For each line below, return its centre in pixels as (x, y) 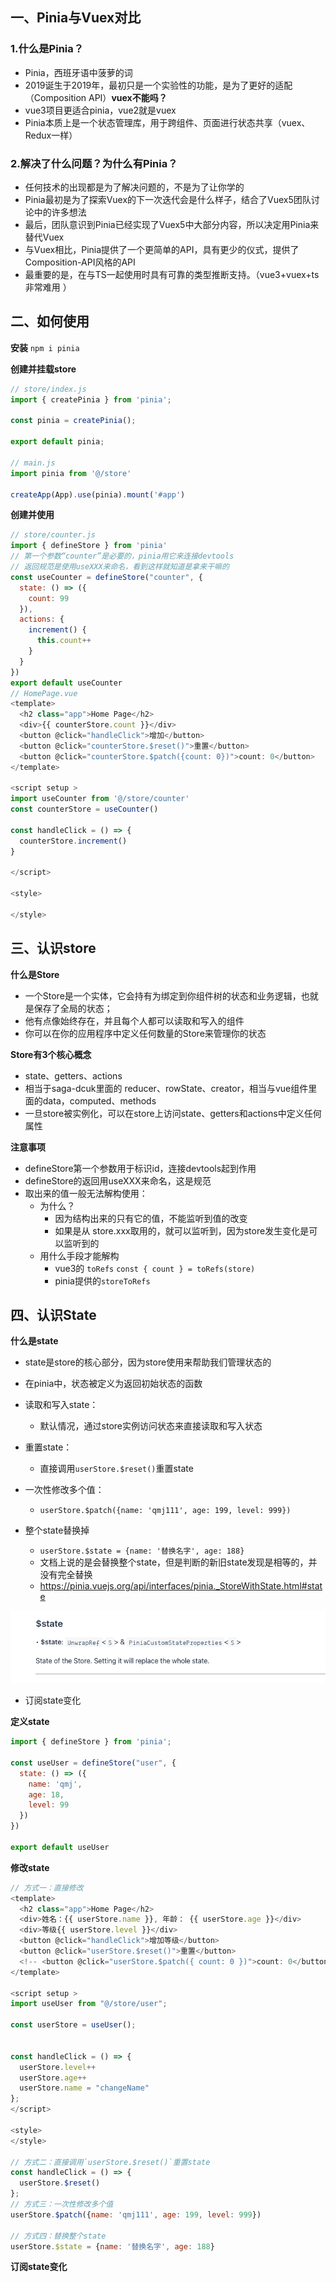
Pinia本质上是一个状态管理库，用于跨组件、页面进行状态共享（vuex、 (167, 122)
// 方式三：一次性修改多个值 (62, 2204)
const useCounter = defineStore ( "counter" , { (106, 577)
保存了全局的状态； (73, 1008)
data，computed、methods (99, 1100)
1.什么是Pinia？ (47, 49)
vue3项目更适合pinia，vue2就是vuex (100, 110)
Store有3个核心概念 (51, 1054)
